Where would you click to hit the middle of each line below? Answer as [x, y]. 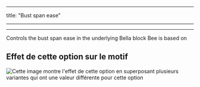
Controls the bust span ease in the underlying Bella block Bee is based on [97, 38]
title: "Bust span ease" [34, 15]
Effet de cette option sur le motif [67, 57]
